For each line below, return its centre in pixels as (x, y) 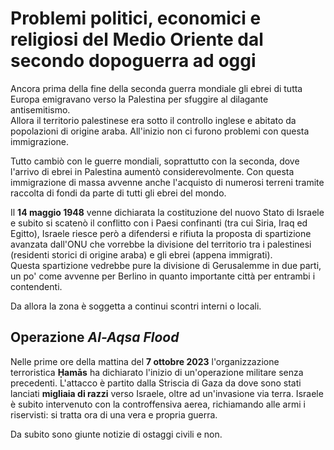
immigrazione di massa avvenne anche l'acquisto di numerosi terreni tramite (167, 182)
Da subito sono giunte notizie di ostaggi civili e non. (116, 434)
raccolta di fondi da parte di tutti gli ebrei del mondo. (118, 193)
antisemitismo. (40, 109)
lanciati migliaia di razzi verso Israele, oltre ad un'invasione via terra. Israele (167, 393)
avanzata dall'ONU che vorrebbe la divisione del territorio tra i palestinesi (161, 244)
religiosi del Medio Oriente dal (137, 39)
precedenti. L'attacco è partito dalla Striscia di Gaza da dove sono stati (156, 383)
